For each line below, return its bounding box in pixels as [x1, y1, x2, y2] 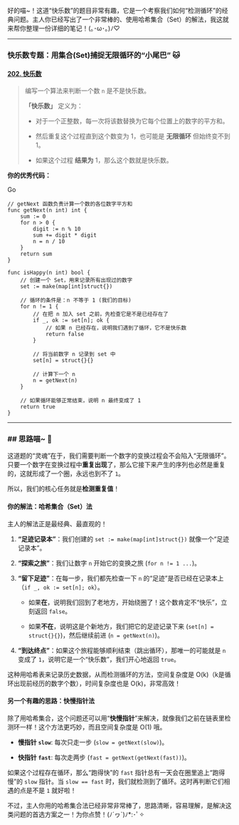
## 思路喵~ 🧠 [7, 434, 52, 444]
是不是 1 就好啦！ [26, 786, 77, 794]
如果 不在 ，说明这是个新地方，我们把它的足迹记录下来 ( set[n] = [28, 622, 214, 630]
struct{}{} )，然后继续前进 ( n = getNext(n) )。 [28, 630, 164, 640]
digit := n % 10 [33, 225, 81, 233]
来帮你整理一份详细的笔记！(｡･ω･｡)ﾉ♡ [7, 24, 120, 32]
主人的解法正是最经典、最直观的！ [7, 519, 107, 528]
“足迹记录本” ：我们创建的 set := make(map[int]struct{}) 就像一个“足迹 [17, 534, 230, 543]
